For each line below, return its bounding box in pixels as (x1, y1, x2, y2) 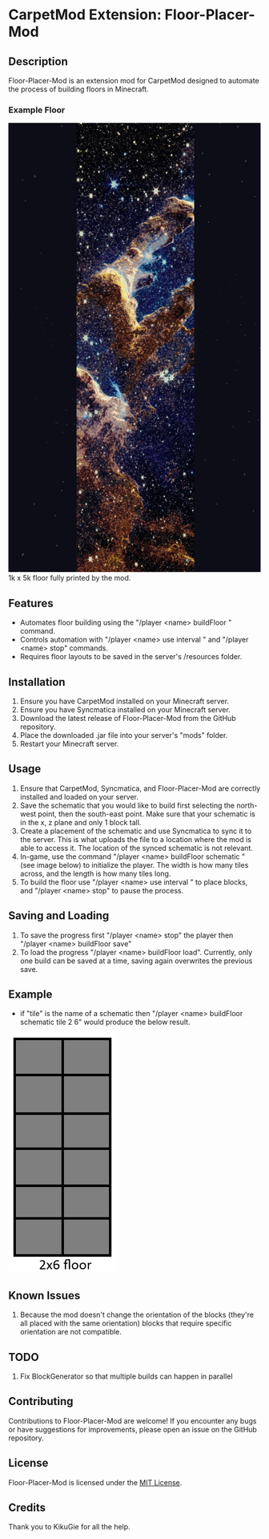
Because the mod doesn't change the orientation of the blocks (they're (19, 1310, 255, 1320)
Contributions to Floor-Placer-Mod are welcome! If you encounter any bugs (8, 1415, 257, 1425)
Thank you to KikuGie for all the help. (8, 1522, 130, 1532)
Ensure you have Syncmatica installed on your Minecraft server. (19, 704, 231, 715)
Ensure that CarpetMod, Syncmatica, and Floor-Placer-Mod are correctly (19, 784, 261, 793)
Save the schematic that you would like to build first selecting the (19, 800, 235, 810)
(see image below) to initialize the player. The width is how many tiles (19, 860, 249, 869)
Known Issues (8, 1289, 81, 1302)
